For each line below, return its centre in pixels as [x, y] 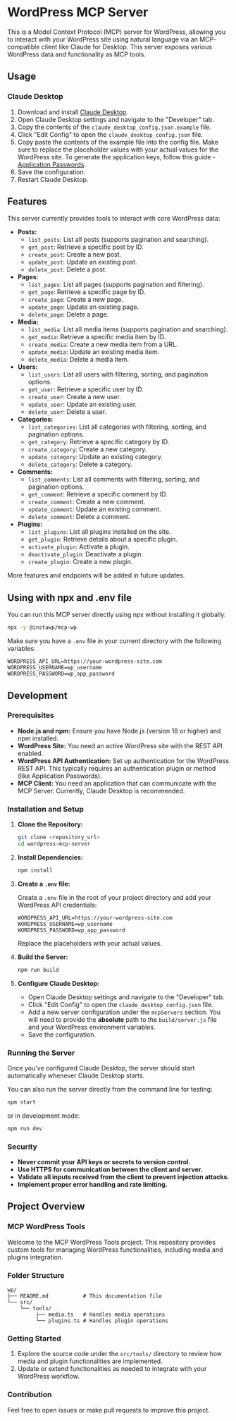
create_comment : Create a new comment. [87, 502]
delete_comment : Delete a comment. [79, 517]
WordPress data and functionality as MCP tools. [77, 54]
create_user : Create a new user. [74, 397]
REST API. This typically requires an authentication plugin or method [117, 768]
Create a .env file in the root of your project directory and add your [114, 897]
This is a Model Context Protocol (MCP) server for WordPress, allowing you [117, 32]
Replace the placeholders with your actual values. [89, 943]
